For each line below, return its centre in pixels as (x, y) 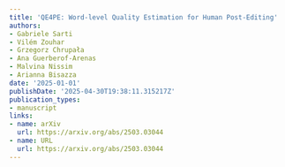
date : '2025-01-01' (45, 83)
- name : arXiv (35, 125)
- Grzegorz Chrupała (47, 50)
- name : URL (31, 140)
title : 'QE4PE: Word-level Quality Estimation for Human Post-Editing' (143, 17)
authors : (25, 26)
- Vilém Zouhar (37, 42)
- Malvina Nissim (41, 67)
